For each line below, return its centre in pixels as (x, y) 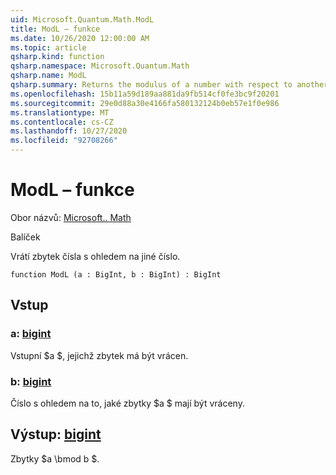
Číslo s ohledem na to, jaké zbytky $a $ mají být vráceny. (127, 403)
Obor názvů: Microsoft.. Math (71, 217)
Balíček (25, 237)
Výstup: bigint (56, 434)
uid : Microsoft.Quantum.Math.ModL (82, 19)
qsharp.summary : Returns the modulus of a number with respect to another (169, 85)
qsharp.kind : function (57, 57)
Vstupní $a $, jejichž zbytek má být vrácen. (99, 355)
